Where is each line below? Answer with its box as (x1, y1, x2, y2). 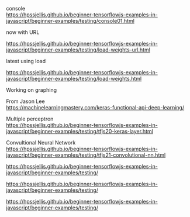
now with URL (6, 29, 40, 36)
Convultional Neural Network (6, 139, 76, 146)
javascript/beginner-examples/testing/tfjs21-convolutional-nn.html (6, 151, 166, 159)
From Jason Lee (6, 98, 45, 105)
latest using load (6, 58, 46, 64)
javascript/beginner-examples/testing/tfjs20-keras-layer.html (6, 128, 153, 135)
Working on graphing (6, 87, 57, 93)
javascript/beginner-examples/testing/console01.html (6, 18, 134, 24)
